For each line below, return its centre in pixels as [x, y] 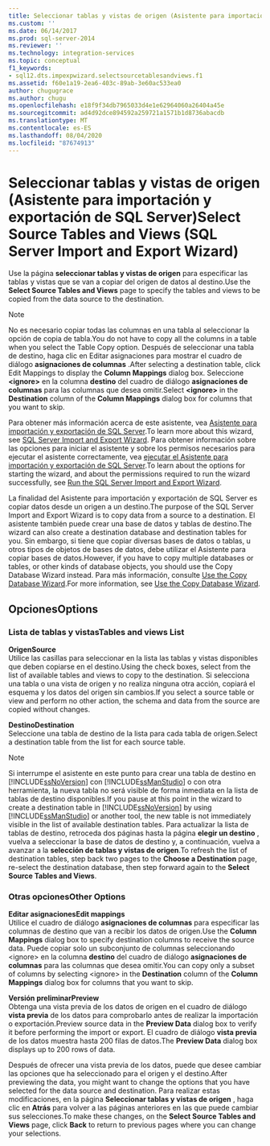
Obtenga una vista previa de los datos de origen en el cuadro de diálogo [128, 1007]
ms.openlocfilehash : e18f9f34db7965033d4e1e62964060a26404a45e [117, 105]
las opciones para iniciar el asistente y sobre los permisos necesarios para [132, 448]
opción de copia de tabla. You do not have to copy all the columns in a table [133, 339]
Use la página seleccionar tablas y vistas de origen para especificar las [128, 274]
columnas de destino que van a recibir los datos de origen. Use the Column [133, 931]
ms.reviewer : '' [35, 46]
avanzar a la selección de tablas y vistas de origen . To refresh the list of [128, 851]
